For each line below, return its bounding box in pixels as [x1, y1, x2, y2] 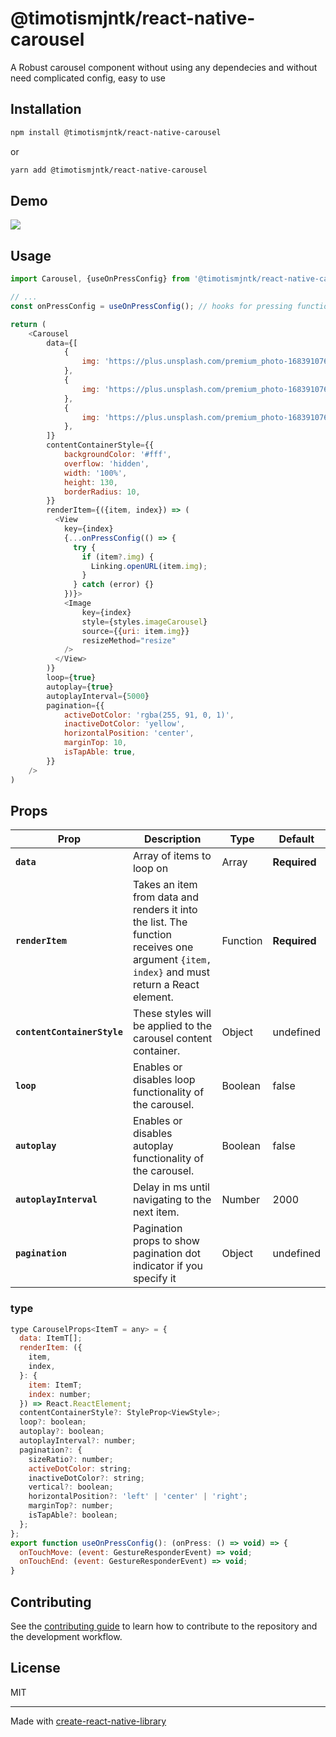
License [10, 1660, 61, 1677]
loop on [132, 862, 169, 876]
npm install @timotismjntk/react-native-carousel [10, 127, 222, 137]
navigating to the [132, 1193, 212, 1207]
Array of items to [132, 849, 212, 863]
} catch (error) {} [73, 580, 155, 590]
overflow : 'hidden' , [63, 458, 150, 469]
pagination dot [132, 1247, 202, 1261]
